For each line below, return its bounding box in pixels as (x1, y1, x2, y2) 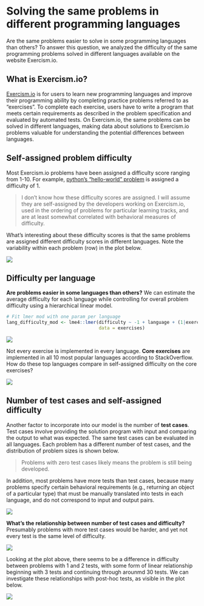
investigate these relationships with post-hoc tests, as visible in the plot (6, 574, 185, 582)
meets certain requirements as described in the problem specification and (6, 109, 191, 116)
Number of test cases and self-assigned (6, 396, 162, 406)
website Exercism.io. (6, 56, 58, 64)
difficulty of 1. (6, 182, 41, 189)
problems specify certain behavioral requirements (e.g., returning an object (6, 483, 194, 491)
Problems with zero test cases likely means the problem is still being (21, 459, 192, 466)
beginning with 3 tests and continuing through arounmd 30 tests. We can (6, 568, 189, 576)
